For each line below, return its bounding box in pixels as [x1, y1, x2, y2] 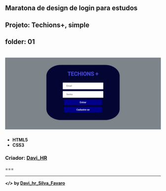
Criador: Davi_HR [5, 154, 47, 161]
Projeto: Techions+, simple [5, 21, 90, 29]
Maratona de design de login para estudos [5, 4, 138, 12]
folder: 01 [5, 38, 35, 46]
